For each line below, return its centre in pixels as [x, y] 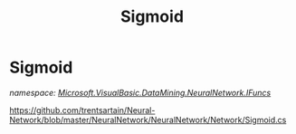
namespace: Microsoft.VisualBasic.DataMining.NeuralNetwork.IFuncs [140, 92]
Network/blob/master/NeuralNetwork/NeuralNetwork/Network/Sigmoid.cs [148, 120]
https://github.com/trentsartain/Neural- [82, 110]
